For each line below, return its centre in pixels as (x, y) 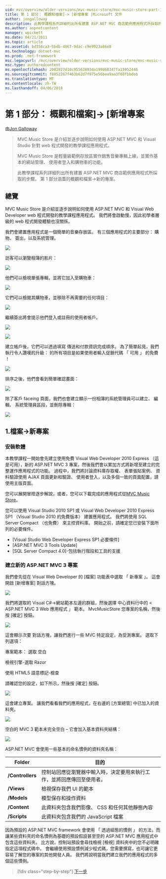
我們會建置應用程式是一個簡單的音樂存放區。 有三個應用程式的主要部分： (79, 232)
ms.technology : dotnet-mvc (33, 51)
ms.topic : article (24, 42)
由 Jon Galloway (21, 129)
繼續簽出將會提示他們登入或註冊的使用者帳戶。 (53, 317)
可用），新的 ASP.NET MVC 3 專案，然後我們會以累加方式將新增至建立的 (82, 465)
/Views (16, 789)
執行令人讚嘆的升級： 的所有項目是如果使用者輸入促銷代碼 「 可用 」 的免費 (82, 353)
